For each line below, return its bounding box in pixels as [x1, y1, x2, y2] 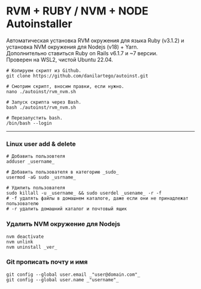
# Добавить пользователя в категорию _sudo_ [6, 169, 119, 175]
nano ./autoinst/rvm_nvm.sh [6, 88, 77, 94]
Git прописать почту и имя [6, 258, 88, 266]
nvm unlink [6, 239, 33, 245]
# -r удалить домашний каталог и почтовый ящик [6, 206, 127, 212]
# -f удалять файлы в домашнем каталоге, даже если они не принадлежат [6, 195, 188, 202]
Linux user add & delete [6, 139, 76, 148]
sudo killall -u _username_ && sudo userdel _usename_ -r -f [6, 190, 162, 196]
